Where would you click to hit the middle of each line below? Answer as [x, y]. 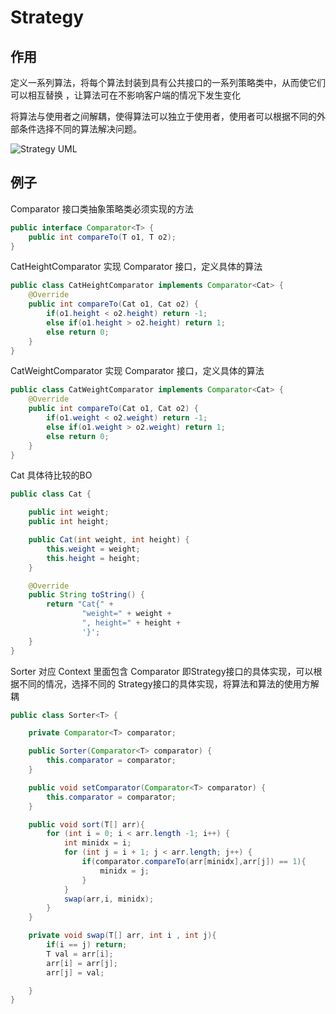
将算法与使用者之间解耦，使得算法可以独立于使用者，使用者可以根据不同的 [163, 116]
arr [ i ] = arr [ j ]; [82, 963]
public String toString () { [86, 595]
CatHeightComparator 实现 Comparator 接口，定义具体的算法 [136, 267]
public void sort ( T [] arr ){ [86, 824]
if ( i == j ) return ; [87, 945]
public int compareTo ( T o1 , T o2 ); [102, 237]
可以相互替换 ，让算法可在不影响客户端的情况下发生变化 [125, 95]
